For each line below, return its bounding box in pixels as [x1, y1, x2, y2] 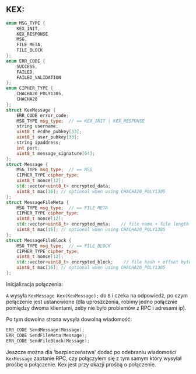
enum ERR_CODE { [6, 58, 45, 64]
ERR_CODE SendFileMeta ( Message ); [6, 333, 87, 338]
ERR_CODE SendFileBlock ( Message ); [6, 338, 90, 344]
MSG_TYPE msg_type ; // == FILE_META [16, 205, 108, 211]
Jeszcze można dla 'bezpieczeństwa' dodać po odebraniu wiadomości [6, 348, 177, 355]
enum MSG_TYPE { [6, 20, 45, 26]
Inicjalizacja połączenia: [6, 280, 63, 288]
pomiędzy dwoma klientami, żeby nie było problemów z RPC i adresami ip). [6, 304, 187, 311]
